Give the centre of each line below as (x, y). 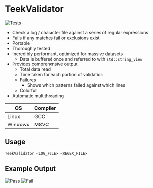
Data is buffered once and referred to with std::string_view (81, 59)
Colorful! (29, 90)
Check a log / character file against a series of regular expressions (80, 32)
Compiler (45, 108)
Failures (28, 80)
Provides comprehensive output (45, 64)
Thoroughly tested (31, 48)
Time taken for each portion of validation (61, 74)
